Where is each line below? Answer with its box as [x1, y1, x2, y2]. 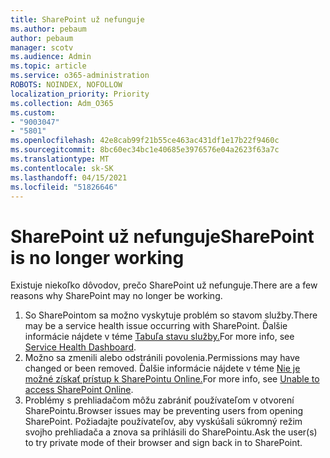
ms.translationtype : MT [10, 154, 110, 164]
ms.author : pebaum [10, 24, 87, 34]
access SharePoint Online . [24, 384, 134, 396]
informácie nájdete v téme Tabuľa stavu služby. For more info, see [24, 331, 295, 343]
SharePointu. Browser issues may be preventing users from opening [24, 405, 304, 417]
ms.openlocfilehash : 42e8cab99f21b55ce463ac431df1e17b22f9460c [10, 136, 280, 146]
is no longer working [10, 246, 185, 269]
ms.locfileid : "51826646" [10, 182, 118, 192]
